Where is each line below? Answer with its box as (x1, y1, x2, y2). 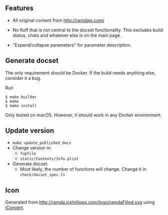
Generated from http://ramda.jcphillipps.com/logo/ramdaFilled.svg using (5, 199, 155, 205)
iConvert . (5, 204, 24, 210)
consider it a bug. (5, 75, 42, 81)
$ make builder (5, 94, 37, 99)
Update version (5, 126, 54, 135)
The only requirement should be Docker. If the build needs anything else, (5, 69, 156, 75)
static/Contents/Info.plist (20, 156, 79, 161)
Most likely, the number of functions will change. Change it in (20, 166, 147, 172)
